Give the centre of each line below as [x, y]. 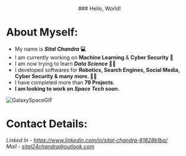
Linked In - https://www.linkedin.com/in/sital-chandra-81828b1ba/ [87, 140]
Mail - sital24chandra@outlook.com [50, 146]
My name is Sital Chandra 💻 [50, 49]
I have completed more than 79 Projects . [65, 82]
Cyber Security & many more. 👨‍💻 [56, 76]
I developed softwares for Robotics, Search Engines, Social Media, [97, 69]
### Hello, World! [100, 9]
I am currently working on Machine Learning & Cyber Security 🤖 [94, 57]
